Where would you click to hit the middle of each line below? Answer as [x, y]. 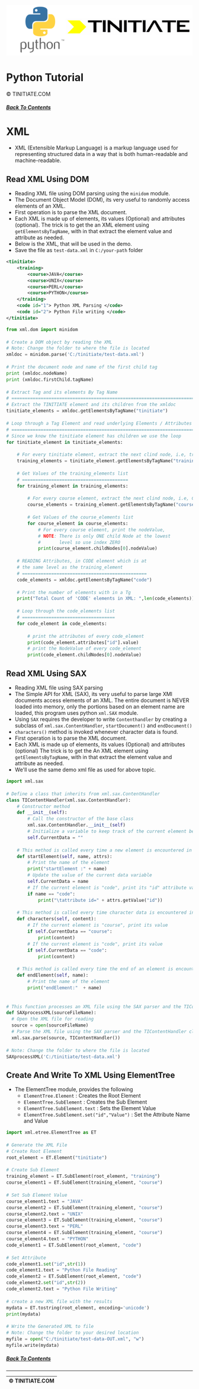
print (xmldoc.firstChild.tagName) [50, 379]
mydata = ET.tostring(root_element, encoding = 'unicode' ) [78, 1308]
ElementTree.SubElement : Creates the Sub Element [85, 1102]
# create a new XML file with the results [59, 1301]
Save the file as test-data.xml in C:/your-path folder [79, 250]
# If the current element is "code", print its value [95, 944]
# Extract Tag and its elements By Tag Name [62, 392]
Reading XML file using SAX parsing [59, 688]
